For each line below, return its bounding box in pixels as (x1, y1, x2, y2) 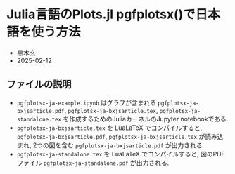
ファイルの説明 (6, 79, 72, 91)
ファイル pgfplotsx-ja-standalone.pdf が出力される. (16, 159, 170, 167)
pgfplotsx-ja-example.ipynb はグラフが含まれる (16, 98, 156, 107)
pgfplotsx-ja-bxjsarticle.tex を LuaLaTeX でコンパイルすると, (16, 123, 203, 132)
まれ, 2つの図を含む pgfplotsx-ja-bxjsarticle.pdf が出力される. (16, 141, 205, 149)
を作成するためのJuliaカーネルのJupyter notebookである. (62, 114, 229, 123)
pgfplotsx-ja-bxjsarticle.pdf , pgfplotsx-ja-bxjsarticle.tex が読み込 (16, 132, 224, 140)
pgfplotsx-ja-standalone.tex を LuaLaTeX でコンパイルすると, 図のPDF (16, 149, 226, 158)
